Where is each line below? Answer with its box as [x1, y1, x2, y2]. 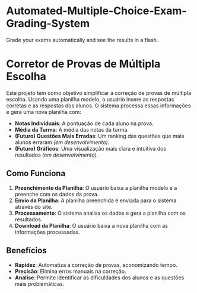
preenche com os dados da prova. [14, 190, 99, 198]
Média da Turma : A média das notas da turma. [14, 126, 129, 133]
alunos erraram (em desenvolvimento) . [14, 138, 110, 146]
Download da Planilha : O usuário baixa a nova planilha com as [14, 222, 168, 229]
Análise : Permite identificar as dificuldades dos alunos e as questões [14, 274, 185, 281]
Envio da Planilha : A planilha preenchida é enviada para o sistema [14, 197, 177, 204]
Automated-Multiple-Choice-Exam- [6, 4, 187, 18]
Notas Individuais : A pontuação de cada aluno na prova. [14, 120, 154, 127]
